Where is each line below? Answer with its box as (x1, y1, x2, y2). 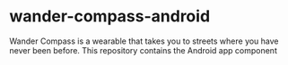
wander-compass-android (9, 6, 211, 27)
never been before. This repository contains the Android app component (9, 45, 278, 55)
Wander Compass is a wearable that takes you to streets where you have (9, 36, 280, 46)
